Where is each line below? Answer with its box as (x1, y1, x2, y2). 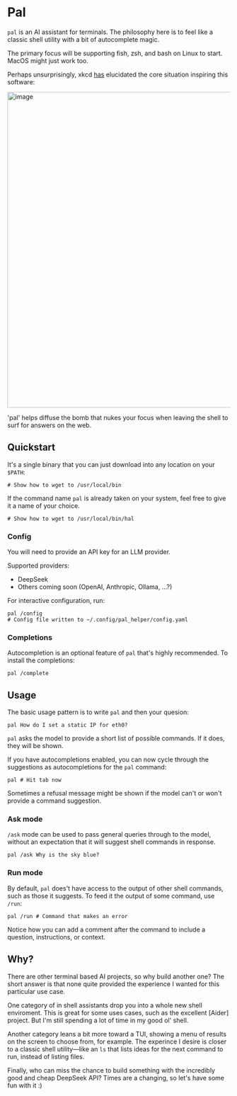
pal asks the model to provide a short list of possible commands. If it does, (7, 734, 225, 742)
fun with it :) (7, 1081, 42, 1090)
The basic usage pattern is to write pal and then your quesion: (7, 708, 189, 716)
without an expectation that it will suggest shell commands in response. (7, 837, 216, 847)
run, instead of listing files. (7, 1052, 85, 1061)
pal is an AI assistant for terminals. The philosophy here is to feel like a (7, 28, 214, 36)
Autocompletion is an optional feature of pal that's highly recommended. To (7, 649, 229, 657)
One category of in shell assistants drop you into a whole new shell (7, 1000, 203, 1010)
